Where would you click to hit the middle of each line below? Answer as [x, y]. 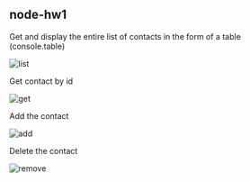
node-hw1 [38, 15]
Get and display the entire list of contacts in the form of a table [125, 36]
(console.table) [37, 46]
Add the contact [39, 115]
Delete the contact [44, 150]
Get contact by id [41, 81]
